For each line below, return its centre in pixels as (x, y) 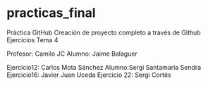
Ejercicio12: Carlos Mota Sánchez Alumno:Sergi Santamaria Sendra (104, 67)
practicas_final (51, 13)
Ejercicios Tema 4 (32, 39)
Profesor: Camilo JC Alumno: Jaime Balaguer (72, 54)
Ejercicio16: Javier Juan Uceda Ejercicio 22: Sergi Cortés (89, 75)
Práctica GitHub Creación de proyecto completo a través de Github (104, 32)
